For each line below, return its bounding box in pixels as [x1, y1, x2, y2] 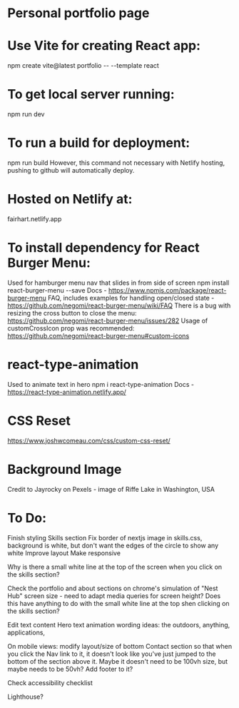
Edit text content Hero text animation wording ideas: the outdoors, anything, [7, 620, 230, 629]
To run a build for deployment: [7, 135, 190, 151]
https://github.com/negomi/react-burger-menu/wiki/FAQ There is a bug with [7, 301, 231, 310]
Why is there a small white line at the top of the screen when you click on [7, 562, 223, 571]
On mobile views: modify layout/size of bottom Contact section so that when [7, 642, 233, 650]
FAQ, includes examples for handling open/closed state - [47, 293, 215, 302]
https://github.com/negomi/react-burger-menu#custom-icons [7, 331, 190, 340]
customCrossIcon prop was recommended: [7, 323, 135, 333]
